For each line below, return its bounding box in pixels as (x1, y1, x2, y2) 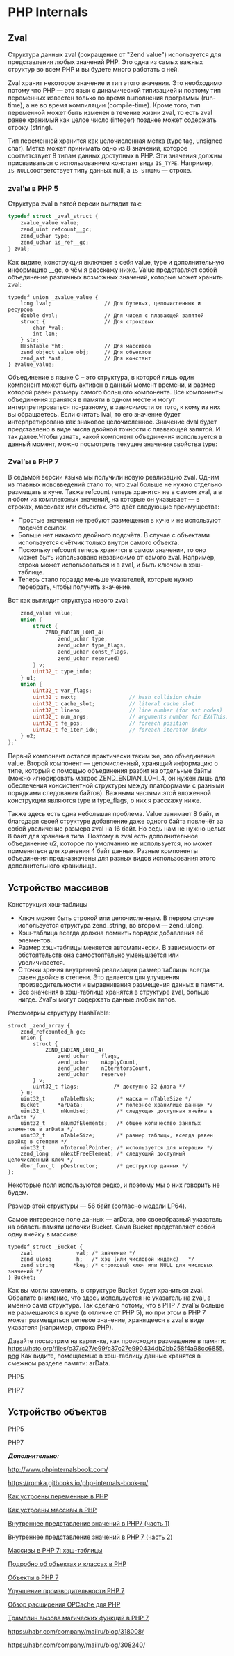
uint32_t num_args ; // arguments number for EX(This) (33, 713, 229, 720)
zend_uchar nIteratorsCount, (57, 1065, 151, 1072)
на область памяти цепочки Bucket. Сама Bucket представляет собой (8, 1222, 215, 1231)
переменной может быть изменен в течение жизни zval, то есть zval (8, 109, 212, 116)
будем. (8, 1188, 28, 1197)
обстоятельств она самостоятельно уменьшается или (17, 951, 179, 959)
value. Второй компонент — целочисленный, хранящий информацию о (8, 759, 218, 767)
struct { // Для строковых (20, 318, 155, 325)
